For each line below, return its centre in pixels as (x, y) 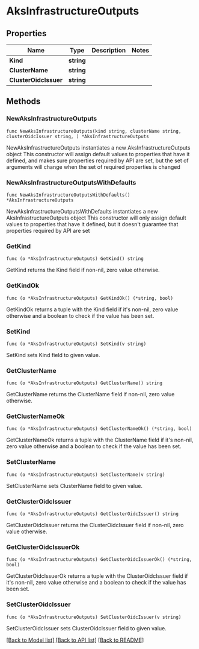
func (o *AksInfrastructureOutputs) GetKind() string (75, 259)
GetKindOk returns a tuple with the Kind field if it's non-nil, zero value (92, 309)
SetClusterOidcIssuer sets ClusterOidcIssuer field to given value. (86, 628)
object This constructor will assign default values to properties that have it (98, 154)
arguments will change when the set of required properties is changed (93, 166)
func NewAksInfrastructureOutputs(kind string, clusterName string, (94, 131)
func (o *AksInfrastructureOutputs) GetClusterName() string (84, 383)
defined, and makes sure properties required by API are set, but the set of (98, 160)
